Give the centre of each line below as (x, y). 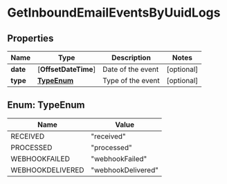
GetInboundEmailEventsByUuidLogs (114, 13)
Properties (30, 38)
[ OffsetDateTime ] (66, 69)
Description (131, 58)
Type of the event (131, 81)
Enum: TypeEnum (46, 105)
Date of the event (131, 69)
